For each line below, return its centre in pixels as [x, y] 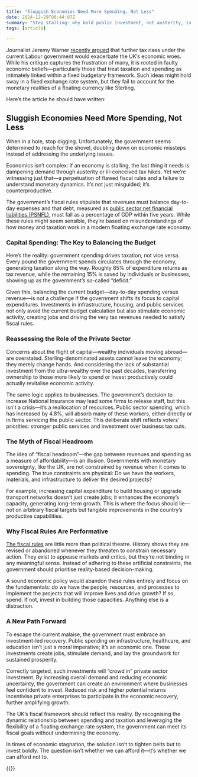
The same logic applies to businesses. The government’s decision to [90, 395]
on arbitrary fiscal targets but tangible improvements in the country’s [99, 510]
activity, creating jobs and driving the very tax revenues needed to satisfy [95, 317]
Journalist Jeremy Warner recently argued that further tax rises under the [95, 50]
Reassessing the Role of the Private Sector [69, 339]
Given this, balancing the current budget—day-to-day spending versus [92, 292]
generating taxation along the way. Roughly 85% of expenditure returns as [97, 268]
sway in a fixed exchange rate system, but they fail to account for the [90, 82]
